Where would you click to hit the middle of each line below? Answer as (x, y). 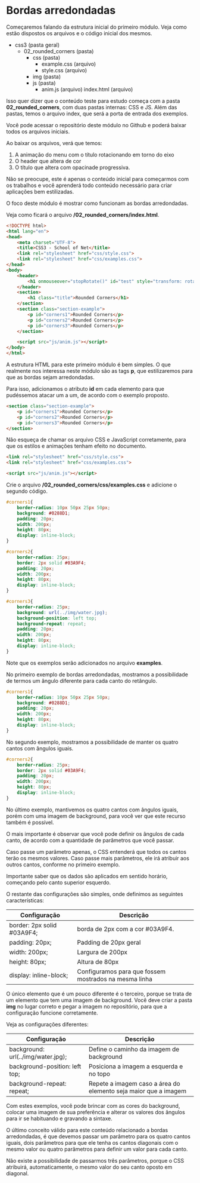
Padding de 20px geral (109, 942)
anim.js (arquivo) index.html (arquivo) (87, 89)
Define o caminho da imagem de (134, 1049)
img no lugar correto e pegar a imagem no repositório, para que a (87, 1006)
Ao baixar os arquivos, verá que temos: (54, 143)
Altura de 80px (98, 961)
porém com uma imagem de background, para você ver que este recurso (96, 816)
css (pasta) (46, 57)
